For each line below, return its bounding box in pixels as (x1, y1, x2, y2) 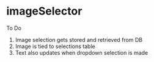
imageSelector (6, 4, 82, 18)
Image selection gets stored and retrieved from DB (15, 36, 142, 43)
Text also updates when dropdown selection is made (15, 49, 148, 56)
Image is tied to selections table (15, 43, 96, 50)
